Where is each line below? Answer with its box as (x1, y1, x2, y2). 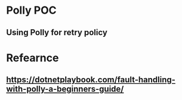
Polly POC (6, 4, 57, 17)
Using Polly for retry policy (6, 27, 107, 37)
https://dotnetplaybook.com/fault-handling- (6, 75, 176, 85)
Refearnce (6, 51, 59, 64)
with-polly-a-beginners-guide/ (6, 84, 124, 94)
